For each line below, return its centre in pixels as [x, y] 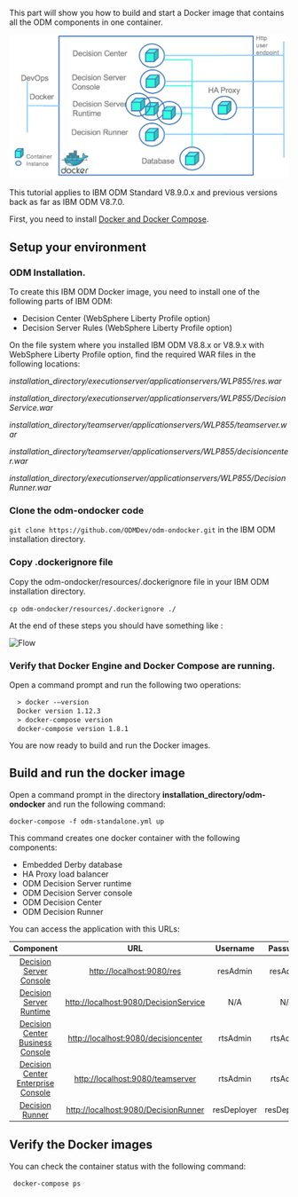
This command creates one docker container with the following [125, 838]
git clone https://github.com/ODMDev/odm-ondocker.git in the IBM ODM [142, 530]
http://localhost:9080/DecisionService [135, 1002]
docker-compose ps [47, 1184]
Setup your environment [78, 247]
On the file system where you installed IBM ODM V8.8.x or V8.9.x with [137, 345]
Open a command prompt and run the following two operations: [125, 685]
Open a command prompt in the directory [85, 794]
